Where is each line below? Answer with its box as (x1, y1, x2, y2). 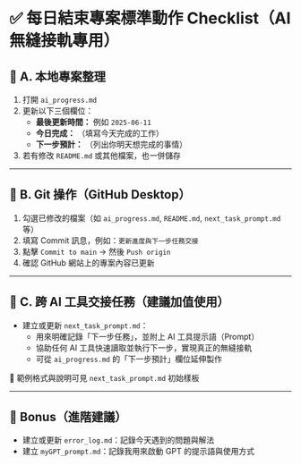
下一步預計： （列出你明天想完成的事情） (35, 139, 188, 149)
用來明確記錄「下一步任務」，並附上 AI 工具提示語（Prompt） (35, 331, 260, 342)
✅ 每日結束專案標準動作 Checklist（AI (9, 8, 291, 29)
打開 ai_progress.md (21, 95, 97, 105)
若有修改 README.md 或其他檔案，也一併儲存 (21, 150, 182, 161)
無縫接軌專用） (9, 30, 120, 51)
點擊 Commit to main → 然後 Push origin (21, 246, 171, 257)
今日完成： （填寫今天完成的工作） (35, 128, 164, 139)
